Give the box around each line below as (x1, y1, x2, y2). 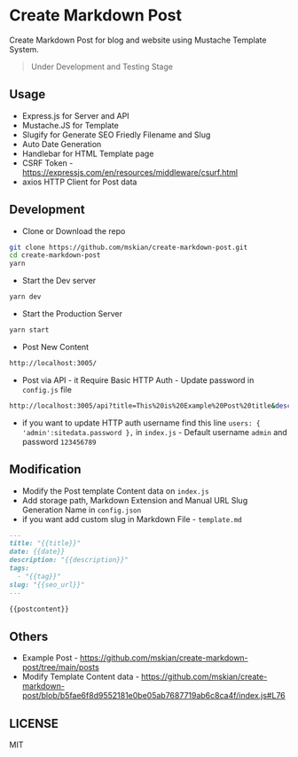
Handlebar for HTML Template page (21, 148, 154, 159)
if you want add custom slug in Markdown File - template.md (21, 513, 242, 524)
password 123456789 (21, 436, 97, 447)
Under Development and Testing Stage (30, 61, 173, 72)
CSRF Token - (21, 157, 74, 168)
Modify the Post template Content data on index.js (21, 485, 210, 496)
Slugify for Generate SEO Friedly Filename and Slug (21, 129, 211, 140)
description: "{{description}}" (9, 556, 129, 565)
